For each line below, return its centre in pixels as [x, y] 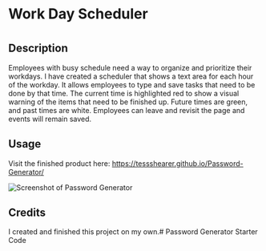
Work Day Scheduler [78, 14]
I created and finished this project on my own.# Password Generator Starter [133, 232]
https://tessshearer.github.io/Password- [178, 163]
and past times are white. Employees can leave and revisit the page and [127, 110]
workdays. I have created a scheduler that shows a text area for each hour [131, 76]
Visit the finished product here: [59, 163]
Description [38, 49]
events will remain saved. [50, 119]
